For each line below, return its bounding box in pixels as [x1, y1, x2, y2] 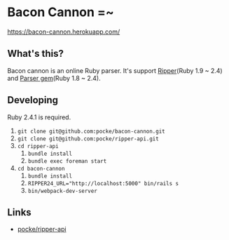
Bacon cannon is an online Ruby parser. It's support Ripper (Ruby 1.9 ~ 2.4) [7, 66, 223, 74]
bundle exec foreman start [27, 157, 107, 165]
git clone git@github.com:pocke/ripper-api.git [17, 135, 159, 142]
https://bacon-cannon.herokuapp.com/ [7, 27, 120, 36]
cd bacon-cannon [17, 165, 65, 172]
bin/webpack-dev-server [27, 187, 98, 194]
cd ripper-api [17, 142, 59, 149]
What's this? [7, 48, 64, 60]
